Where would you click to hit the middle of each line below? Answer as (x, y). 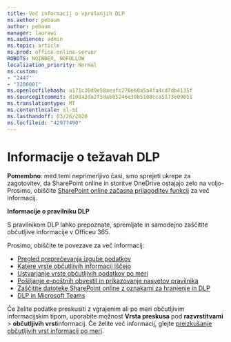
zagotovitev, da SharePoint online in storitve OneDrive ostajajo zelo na (107, 183)
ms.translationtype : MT (41, 104)
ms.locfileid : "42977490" (44, 123)
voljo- (216, 183)
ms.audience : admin (35, 39)
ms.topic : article (33, 46)
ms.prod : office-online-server (52, 53)
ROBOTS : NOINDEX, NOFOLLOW (46, 59)
